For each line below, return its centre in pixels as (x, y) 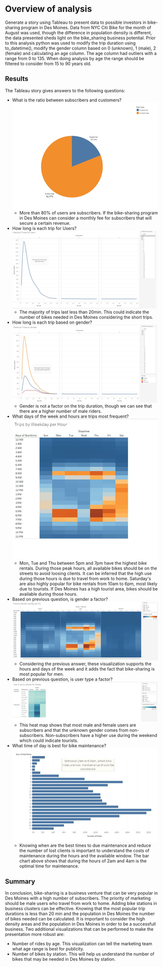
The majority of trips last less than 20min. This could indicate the (84, 312)
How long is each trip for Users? (44, 229)
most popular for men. (41, 674)
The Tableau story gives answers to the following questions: (65, 90)
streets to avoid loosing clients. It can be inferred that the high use (85, 573)
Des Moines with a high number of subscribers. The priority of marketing (78, 898)
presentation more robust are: (35, 934)
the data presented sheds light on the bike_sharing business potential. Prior (81, 38)
